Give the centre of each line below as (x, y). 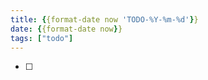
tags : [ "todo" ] (42, 38)
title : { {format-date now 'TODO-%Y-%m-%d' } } (104, 19)
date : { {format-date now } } (66, 29)
